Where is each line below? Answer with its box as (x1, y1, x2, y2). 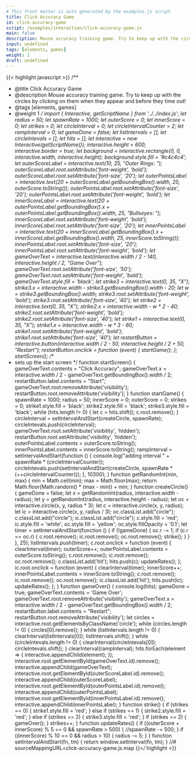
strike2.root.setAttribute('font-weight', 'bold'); (14, 309, 124, 316)
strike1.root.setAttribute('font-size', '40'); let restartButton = (14, 334, 157, 341)
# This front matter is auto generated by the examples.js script (6, 8, 171, 15)
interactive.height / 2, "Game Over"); (14, 259, 103, 266)
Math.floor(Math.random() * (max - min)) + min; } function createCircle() (14, 483, 188, 490)
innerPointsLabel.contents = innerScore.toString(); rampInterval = (14, 446, 173, 453)
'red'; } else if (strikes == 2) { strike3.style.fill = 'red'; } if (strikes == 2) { (14, 713, 187, 720)
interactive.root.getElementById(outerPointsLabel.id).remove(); (14, 682, 166, 689)
